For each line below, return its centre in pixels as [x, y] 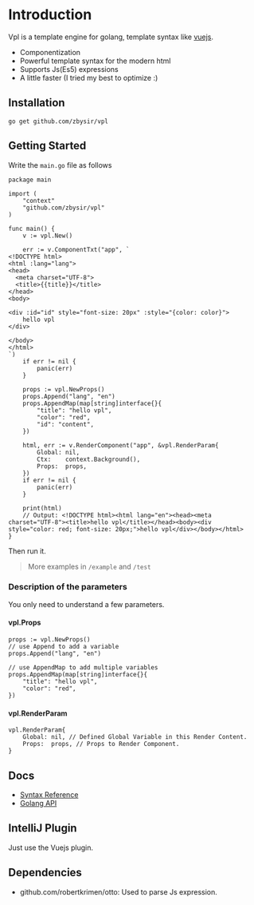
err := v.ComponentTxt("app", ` [76, 249]
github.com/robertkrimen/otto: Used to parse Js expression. [118, 891]
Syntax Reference [49, 795]
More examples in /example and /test [89, 566]
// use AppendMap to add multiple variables [83, 668]
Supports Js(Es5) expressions [69, 69]
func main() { [32, 228]
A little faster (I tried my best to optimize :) [89, 77]
